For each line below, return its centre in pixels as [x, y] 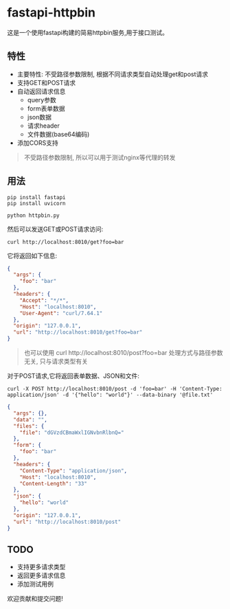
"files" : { [29, 426]
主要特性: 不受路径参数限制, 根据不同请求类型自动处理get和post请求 [113, 74]
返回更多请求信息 [41, 575]
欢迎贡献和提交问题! [35, 599]
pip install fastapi [37, 197]
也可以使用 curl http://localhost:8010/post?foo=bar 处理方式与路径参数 [123, 353]
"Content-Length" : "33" [54, 483]
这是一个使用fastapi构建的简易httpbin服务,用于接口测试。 [88, 32]
